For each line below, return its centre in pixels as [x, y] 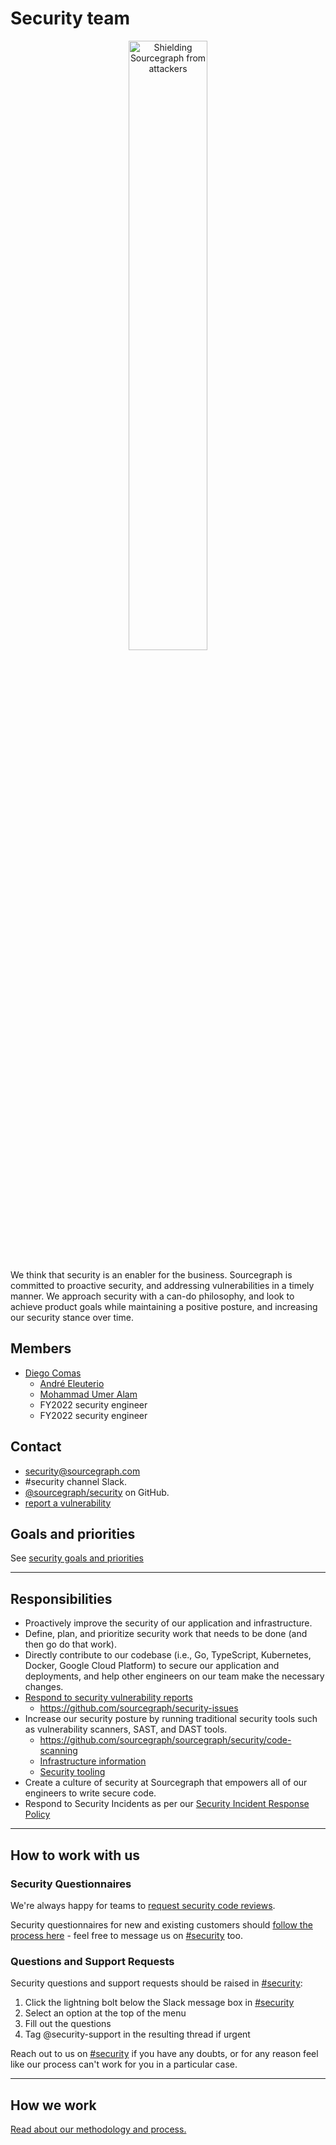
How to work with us [75, 1855]
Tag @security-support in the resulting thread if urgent [137, 2034]
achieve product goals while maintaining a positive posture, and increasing [164, 1306]
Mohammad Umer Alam [88, 1394]
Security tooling [72, 1772]
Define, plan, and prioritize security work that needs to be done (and [166, 1634]
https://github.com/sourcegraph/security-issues [139, 1708]
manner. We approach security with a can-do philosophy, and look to [152, 1296]
